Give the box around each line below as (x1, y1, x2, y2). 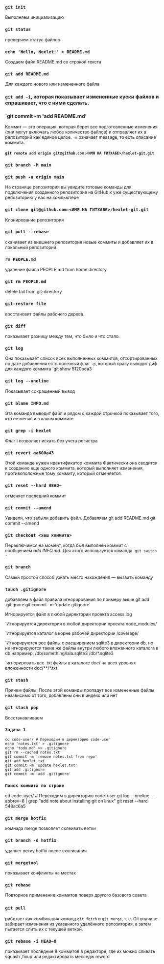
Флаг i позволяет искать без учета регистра (5, 438, 98, 444)
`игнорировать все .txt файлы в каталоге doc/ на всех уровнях (5, 659, 136, 666)
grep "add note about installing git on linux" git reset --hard (28, 798, 148, 804)
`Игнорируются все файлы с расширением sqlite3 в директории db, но (5, 640, 153, 646)
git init (5, 4, 26, 10)
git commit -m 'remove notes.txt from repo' (5, 754, 97, 759)
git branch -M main (5, 162, 51, 168)
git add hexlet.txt (5, 758, 45, 763)
